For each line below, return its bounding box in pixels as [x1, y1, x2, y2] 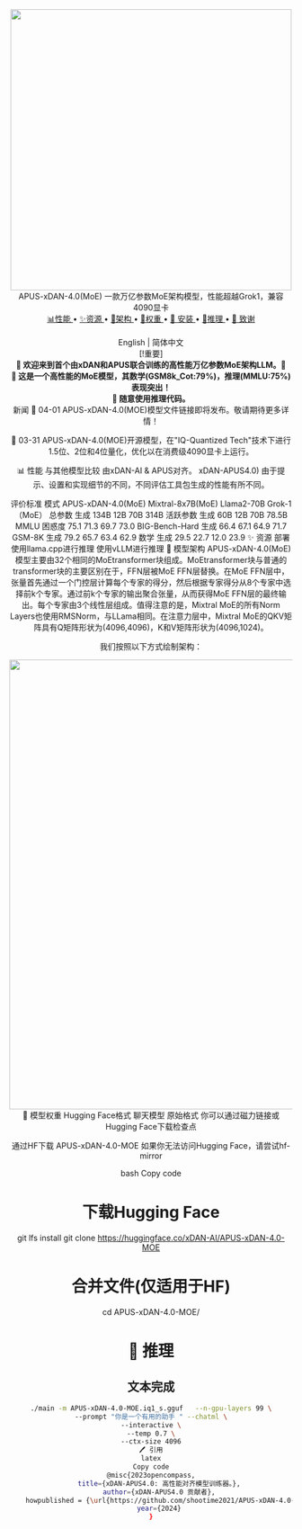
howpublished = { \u [25, 1496, 99, 1505]
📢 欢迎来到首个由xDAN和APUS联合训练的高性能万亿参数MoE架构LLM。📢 [15, 360, 287, 370]
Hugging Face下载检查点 [105, 1122, 197, 1131]
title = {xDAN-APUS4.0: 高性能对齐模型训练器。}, [77, 1479, 241, 1488]
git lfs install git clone [16, 1232, 96, 1243]
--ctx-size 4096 [120, 1437, 182, 1446]
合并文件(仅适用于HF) [71, 1276, 231, 1297]
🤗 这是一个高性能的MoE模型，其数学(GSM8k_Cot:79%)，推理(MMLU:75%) [11, 371, 291, 381]
